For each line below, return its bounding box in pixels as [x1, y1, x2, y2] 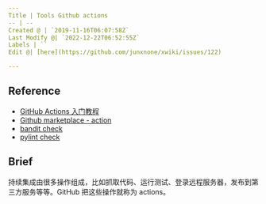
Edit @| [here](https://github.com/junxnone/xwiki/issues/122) [8, 48, 222, 56]
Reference [8, 85, 61, 98]
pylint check [19, 132, 60, 142]
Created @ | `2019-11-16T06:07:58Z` [8, 26, 129, 34]
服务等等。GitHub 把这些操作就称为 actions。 [21, 187, 171, 196]
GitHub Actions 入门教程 [19, 106, 100, 115]
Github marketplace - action [19, 115, 112, 125]
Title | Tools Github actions [8, 11, 109, 20]
